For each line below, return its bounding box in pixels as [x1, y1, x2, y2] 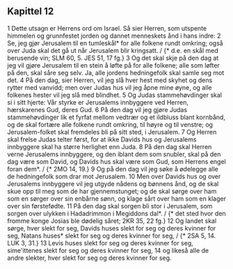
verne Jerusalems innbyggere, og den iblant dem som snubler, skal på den [7, 150, 221, 158]
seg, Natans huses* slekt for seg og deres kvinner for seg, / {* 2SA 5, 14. [7, 231, 216, 240]
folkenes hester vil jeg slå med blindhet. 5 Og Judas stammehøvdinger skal [7, 91, 223, 99]
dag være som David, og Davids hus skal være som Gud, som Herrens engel [7, 157, 226, 166]
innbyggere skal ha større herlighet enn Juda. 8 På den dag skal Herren [7, 142, 212, 151]
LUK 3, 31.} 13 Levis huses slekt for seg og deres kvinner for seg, [7, 238, 193, 247]
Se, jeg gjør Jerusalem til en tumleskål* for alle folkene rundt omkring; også [7, 38, 224, 47]
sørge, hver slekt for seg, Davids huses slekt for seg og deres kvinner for [7, 224, 216, 232]
